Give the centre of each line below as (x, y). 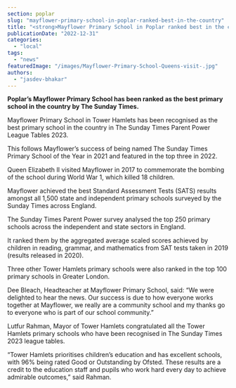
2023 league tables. (36, 341)
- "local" (28, 46)
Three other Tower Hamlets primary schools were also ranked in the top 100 (117, 269)
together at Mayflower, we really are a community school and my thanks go (116, 305)
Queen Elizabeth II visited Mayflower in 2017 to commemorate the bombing (116, 170)
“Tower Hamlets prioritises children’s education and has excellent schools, (115, 355)
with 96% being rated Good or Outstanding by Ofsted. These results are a (114, 362)
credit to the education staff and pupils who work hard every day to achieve (117, 370)
